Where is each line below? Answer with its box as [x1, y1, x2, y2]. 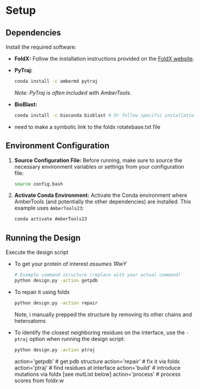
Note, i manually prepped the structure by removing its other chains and [14, 310, 192, 318]
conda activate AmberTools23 [14, 216, 87, 222]
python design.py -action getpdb [14, 277, 98, 283]
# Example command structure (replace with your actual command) [14, 272, 181, 278]
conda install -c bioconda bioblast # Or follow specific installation [14, 112, 197, 118]
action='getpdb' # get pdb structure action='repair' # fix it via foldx [14, 358, 180, 365]
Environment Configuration [5, 140, 110, 151]
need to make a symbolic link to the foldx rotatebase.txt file [14, 123, 161, 130]
